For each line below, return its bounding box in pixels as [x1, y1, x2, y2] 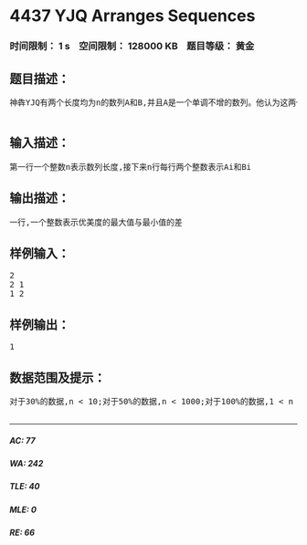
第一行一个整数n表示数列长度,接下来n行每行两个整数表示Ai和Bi [9, 162, 251, 172]
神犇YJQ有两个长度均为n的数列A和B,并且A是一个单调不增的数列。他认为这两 [9, 97, 297, 108]
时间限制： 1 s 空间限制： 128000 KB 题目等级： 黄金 [9, 40, 255, 53]
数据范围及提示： [9, 370, 106, 385]
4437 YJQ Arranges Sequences [9, 5, 256, 26]
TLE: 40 [9, 481, 40, 492]
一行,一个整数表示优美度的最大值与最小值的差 [9, 216, 183, 227]
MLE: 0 [9, 504, 37, 515]
